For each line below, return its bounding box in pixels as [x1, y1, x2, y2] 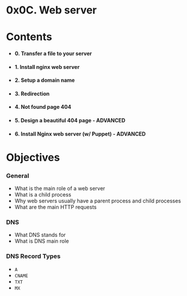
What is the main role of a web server [14, 185, 106, 192]
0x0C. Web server [6, 4, 97, 17]
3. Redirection [14, 90, 50, 97]
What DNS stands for [14, 232, 66, 239]
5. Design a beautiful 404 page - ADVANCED [14, 116, 126, 123]
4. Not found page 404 [14, 104, 72, 111]
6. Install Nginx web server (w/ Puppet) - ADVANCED [14, 130, 146, 137]
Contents [6, 30, 53, 44]
